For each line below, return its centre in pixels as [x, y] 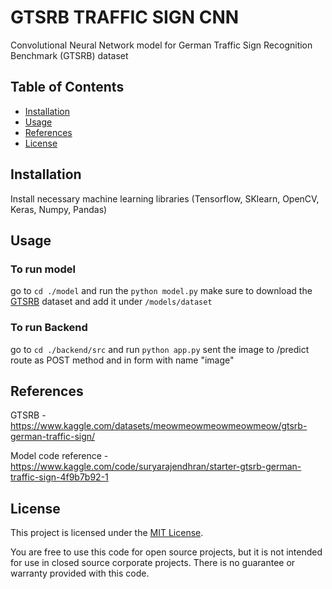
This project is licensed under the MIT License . [107, 533]
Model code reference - [59, 456]
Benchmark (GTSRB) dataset [69, 55]
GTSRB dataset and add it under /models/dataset [111, 302]
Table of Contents [67, 87]
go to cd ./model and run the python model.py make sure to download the [161, 291]
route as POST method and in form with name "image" [122, 360]
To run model [43, 269]
